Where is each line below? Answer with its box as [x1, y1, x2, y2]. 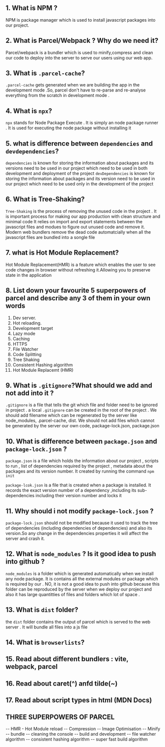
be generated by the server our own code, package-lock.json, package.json [5, 423, 160, 429]
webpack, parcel [5, 662, 58, 671]
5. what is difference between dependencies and [5, 139, 153, 148]
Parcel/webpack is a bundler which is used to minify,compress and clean [5, 49, 154, 56]
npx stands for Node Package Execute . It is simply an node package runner [5, 120, 159, 126]
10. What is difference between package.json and [5, 437, 158, 446]
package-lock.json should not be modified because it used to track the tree [5, 520, 158, 526]
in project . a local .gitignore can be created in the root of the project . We [5, 407, 157, 413]
